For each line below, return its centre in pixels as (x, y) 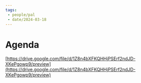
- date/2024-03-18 (27, 19)
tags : (11, 10)
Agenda (22, 45)
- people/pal (21, 15)
